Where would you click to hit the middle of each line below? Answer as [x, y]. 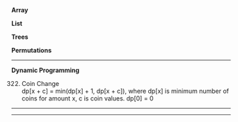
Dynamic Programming [45, 70]
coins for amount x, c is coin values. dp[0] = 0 [87, 98]
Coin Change [40, 84]
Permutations [31, 50]
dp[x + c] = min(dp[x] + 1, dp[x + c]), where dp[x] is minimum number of [125, 91]
